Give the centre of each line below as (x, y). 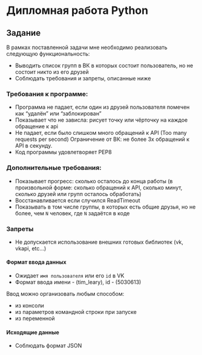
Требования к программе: (47, 94)
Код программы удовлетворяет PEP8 (63, 152)
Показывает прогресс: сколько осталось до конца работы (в (94, 181)
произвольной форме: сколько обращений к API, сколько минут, (99, 187)
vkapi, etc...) (31, 248)
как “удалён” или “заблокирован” (58, 114)
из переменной (35, 319)
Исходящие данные (33, 332)
